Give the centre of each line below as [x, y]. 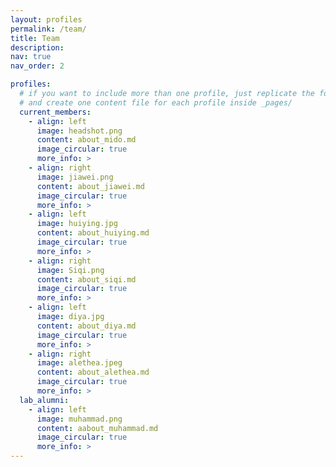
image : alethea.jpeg [79, 363]
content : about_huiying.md [93, 233]
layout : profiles [46, 19]
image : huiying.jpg [77, 224]
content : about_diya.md [86, 326]
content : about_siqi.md [86, 279]
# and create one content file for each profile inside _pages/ [156, 102]
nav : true [31, 57]
